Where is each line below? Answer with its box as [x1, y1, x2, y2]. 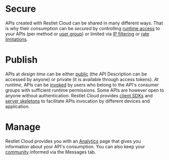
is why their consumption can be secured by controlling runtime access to [5, 25, 160, 31]
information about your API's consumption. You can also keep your [5, 143, 145, 149]
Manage [5, 121, 41, 133]
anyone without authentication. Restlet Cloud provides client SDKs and [5, 92, 153, 98]
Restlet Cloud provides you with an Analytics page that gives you [5, 138, 141, 144]
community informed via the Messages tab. [5, 149, 96, 155]
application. [5, 103, 30, 110]
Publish [5, 54, 38, 66]
